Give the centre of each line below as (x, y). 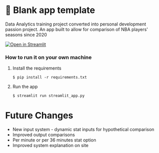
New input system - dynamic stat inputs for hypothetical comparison (83, 129)
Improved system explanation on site (50, 145)
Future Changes (39, 116)
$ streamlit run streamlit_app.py (48, 96)
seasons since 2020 (26, 34)
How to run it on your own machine (48, 57)
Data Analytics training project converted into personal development (76, 24)
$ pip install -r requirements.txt (50, 77)
